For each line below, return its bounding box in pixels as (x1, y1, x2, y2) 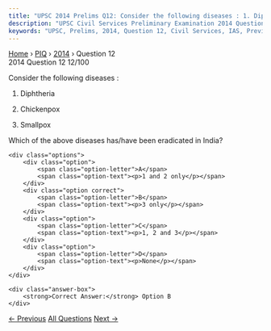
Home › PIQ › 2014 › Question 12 (8, 49, 115, 59)
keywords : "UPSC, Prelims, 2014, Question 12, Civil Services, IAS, (8, 27, 244, 35)
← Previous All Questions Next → (8, 314, 119, 324)
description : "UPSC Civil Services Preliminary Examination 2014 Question (8, 19, 265, 27)
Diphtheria (19, 89, 55, 98)
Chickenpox (19, 104, 60, 114)
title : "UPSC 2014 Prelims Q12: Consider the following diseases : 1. (8, 11, 251, 20)
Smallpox (19, 120, 51, 130)
